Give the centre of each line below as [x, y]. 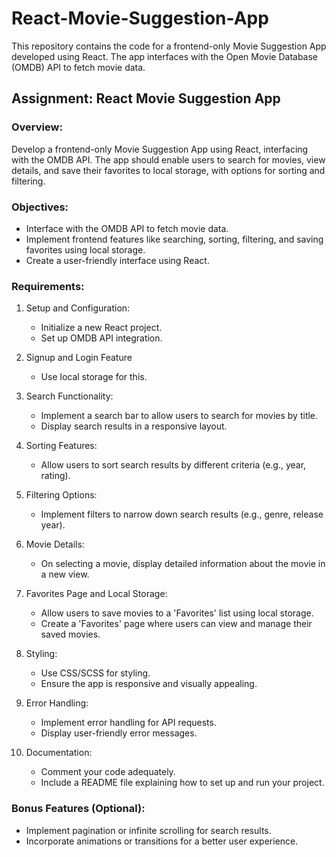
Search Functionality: [69, 396]
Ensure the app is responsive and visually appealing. [149, 684]
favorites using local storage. [85, 249]
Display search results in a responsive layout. [134, 426]
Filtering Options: [61, 495]
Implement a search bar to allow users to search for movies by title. [179, 416]
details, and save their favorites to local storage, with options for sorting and [168, 170]
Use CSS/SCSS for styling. [95, 673]
